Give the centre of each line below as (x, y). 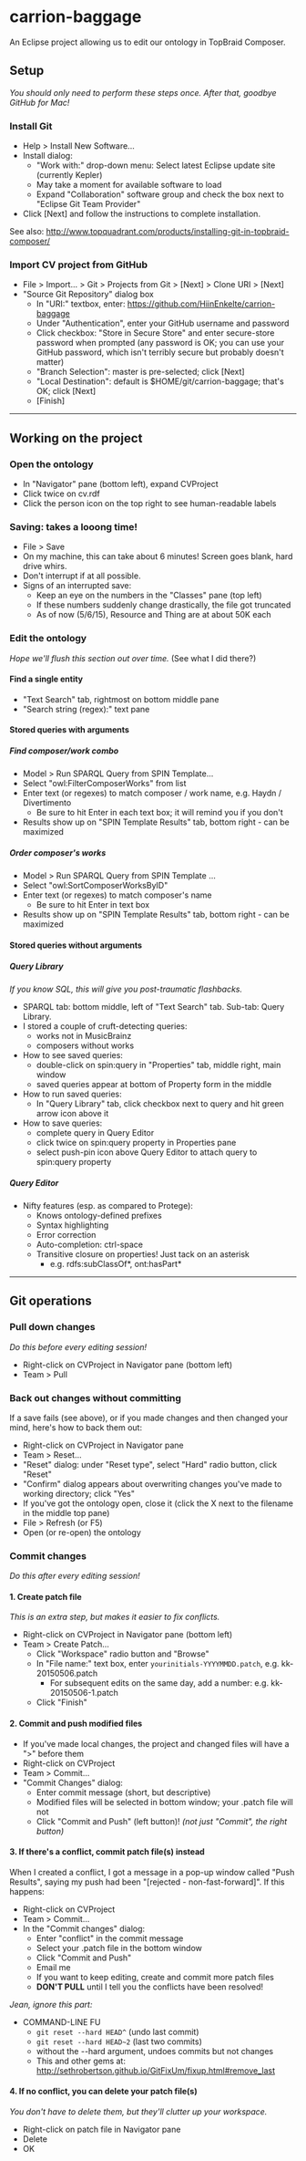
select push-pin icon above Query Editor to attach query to (147, 1152)
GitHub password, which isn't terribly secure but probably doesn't (160, 352)
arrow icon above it (72, 1113)
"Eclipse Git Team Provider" (88, 204)
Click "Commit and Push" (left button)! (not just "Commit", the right (162, 1821)
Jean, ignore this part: (51, 2004)
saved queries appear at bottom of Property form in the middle (154, 1084)
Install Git (31, 126)
